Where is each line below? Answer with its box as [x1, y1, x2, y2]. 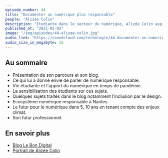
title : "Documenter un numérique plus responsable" [5, 12, 115, 17]
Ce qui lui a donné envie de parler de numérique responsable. [12, 77, 140, 83]
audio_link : [5, 36, 30, 41]
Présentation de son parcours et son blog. [12, 72, 99, 78]
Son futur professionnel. [12, 114, 62, 120]
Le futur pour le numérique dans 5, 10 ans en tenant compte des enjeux [12, 104, 160, 110]
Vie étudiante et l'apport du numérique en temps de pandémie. [12, 82, 142, 88]
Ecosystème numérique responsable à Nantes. [12, 98, 109, 104]
